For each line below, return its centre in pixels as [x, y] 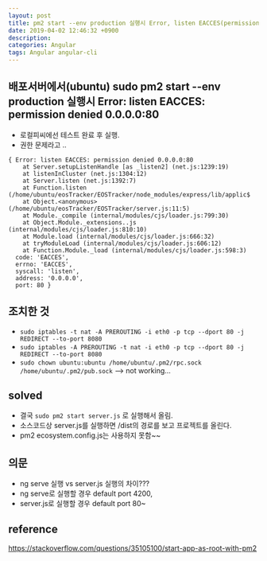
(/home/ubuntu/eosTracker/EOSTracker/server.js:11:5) [99, 208]
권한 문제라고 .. [43, 145]
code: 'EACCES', [42, 257]
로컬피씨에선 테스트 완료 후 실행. [70, 134]
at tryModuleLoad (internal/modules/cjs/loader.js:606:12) [122, 243]
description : [30, 38]
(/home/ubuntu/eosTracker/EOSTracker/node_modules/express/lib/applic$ [129, 195]
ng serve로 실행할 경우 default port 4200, [86, 493]
